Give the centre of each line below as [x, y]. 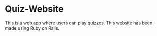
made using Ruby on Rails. [32, 28]
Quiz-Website [34, 9]
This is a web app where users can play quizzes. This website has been [79, 23]
